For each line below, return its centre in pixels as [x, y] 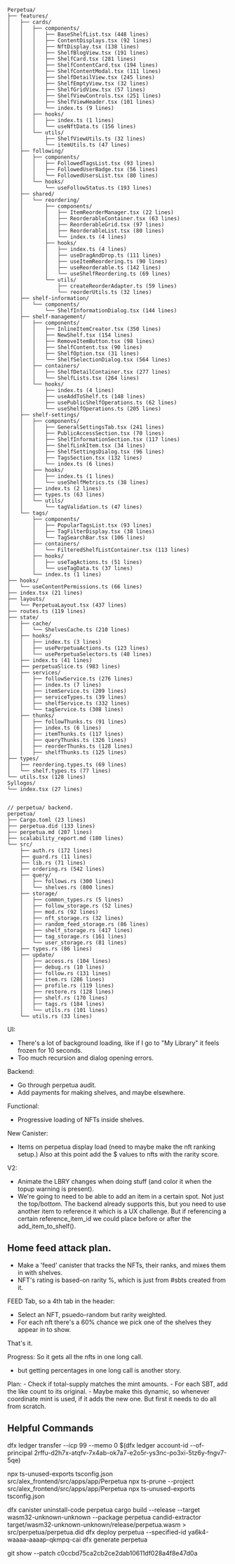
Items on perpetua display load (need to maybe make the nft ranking [116, 1147]
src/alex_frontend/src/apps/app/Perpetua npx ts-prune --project [101, 1481]
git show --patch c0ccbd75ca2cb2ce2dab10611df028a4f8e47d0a [102, 1553]
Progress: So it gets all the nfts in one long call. [75, 1356]
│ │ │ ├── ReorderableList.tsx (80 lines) [86, 231]
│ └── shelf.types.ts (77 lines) [59, 771]
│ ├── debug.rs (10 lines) [62, 967]
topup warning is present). [56, 1189]
